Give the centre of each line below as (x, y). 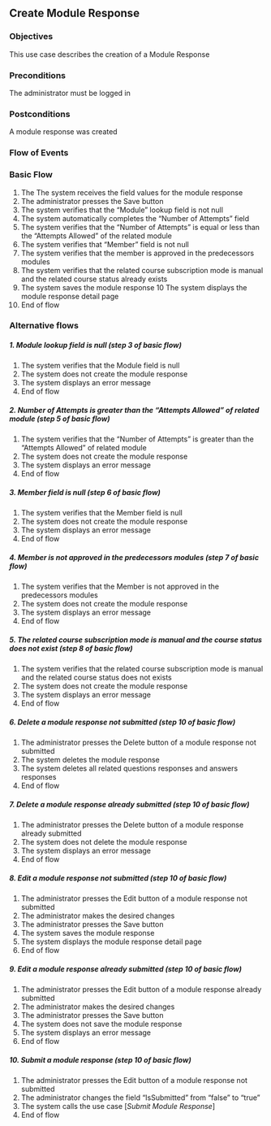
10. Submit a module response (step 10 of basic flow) (100, 1059)
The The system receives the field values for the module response (132, 192)
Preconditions (38, 75)
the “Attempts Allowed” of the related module (97, 236)
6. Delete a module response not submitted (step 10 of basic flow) (123, 722)
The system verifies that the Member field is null (102, 513)
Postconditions (40, 114)
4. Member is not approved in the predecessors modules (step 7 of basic (134, 557)
